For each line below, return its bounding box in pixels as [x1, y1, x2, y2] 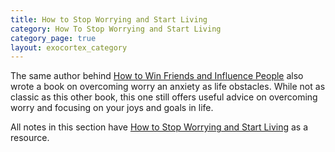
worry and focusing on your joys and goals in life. [10, 102, 214, 114]
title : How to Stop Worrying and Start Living [10, 14, 208, 25]
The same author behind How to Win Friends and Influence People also [10, 70, 304, 82]
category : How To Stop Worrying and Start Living [10, 24, 222, 34]
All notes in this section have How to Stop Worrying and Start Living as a [10, 121, 309, 133]
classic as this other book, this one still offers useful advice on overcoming [10, 91, 318, 103]
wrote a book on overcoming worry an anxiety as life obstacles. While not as [10, 81, 326, 93]
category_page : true [10, 33, 97, 43]
